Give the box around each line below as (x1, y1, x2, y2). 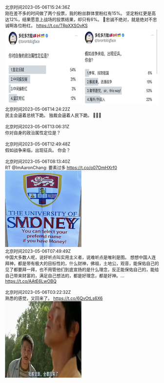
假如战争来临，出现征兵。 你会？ (5, 147, 71, 153)
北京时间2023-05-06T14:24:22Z (5, 106, 71, 112)
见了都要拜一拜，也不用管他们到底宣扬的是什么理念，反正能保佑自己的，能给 (5, 266, 159, 272)
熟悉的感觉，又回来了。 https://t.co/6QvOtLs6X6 (5, 295, 103, 301)
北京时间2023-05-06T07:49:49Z (5, 248, 71, 254)
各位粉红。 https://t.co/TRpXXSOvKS (13, 23, 88, 28)
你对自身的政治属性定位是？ (5, 130, 61, 136)
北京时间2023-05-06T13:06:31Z (5, 124, 70, 129)
